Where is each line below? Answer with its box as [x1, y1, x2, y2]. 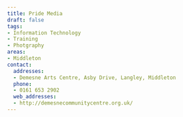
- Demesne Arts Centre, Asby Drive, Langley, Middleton [13, 74, 176, 81]
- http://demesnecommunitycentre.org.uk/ [13, 100, 134, 107]
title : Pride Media [7, 10, 63, 17]
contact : [7, 61, 32, 68]
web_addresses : [13, 94, 57, 100]
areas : [7, 49, 26, 56]
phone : [13, 81, 32, 87]
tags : [7, 23, 23, 30]
